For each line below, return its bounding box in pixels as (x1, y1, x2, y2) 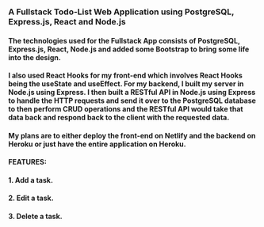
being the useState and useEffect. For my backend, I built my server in (8, 79, 244, 89)
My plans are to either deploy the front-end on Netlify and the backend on (8, 131, 256, 140)
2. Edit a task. (8, 193, 54, 203)
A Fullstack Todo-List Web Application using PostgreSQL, (8, 6, 235, 17)
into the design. (8, 52, 61, 62)
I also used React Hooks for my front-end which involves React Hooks (8, 70, 243, 81)
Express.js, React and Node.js (8, 16, 126, 27)
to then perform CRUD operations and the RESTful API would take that (8, 104, 243, 114)
